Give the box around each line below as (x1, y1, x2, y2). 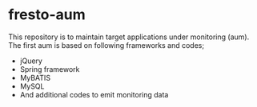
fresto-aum (8, 6, 86, 24)
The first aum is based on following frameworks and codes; (8, 40, 205, 50)
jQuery (19, 56, 42, 65)
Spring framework (19, 64, 80, 73)
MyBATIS (19, 73, 50, 82)
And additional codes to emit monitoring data (19, 89, 169, 99)
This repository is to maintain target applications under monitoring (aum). (8, 32, 250, 42)
